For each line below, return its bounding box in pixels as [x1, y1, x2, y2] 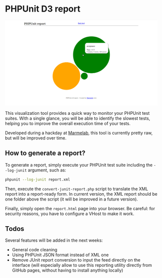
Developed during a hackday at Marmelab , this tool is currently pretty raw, [5, 130, 153, 136]
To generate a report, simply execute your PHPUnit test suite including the [5, 162, 153, 168]
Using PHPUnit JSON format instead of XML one [12, 252, 109, 258]
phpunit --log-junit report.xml [5, 177, 70, 182]
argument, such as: [28, 167, 66, 173]
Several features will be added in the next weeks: [5, 237, 103, 243]
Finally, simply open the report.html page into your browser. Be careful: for [5, 205, 155, 211]
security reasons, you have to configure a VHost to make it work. [5, 211, 134, 216]
